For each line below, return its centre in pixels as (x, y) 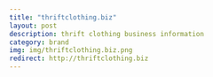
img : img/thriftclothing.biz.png (71, 50)
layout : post (33, 26)
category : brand (39, 42)
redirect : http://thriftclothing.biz (79, 58)
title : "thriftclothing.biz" (63, 17)
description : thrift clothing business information (106, 34)
